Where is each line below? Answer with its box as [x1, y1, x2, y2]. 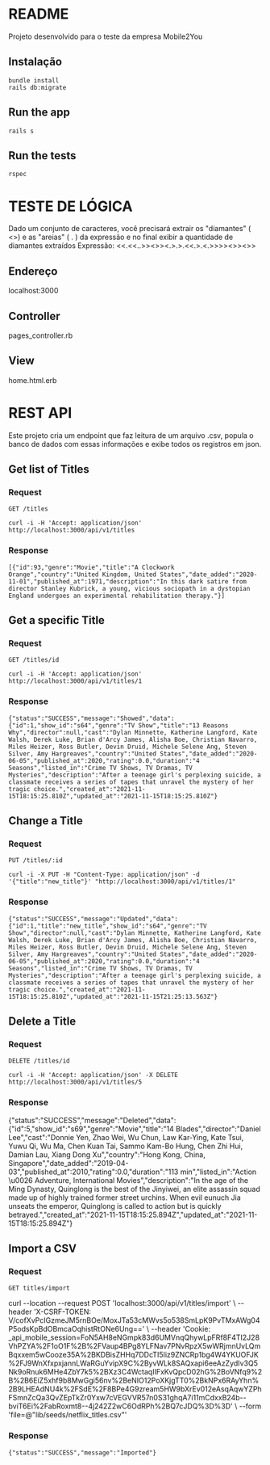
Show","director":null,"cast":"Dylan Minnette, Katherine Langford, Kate [8, 928, 262, 937]
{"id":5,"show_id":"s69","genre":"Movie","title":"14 [8, 1124, 175, 1134]
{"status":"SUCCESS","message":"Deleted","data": [8, 1115, 177, 1125]
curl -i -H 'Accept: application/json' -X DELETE [8, 1071, 179, 1080]
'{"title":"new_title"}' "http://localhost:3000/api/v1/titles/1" [8, 878, 236, 886]
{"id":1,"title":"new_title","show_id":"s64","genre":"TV [8, 922, 207, 930]
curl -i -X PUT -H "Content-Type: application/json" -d [8, 870, 200, 879]
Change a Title [8, 814, 83, 828]
